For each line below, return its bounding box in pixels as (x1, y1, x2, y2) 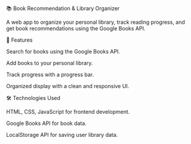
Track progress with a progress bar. (6, 71, 94, 78)
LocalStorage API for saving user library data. (6, 132, 118, 138)
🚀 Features (6, 36, 33, 43)
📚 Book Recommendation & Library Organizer (6, 5, 120, 12)
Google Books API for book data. (6, 120, 87, 127)
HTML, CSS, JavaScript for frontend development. (6, 108, 130, 115)
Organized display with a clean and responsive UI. (6, 83, 130, 89)
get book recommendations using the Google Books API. (6, 25, 146, 32)
